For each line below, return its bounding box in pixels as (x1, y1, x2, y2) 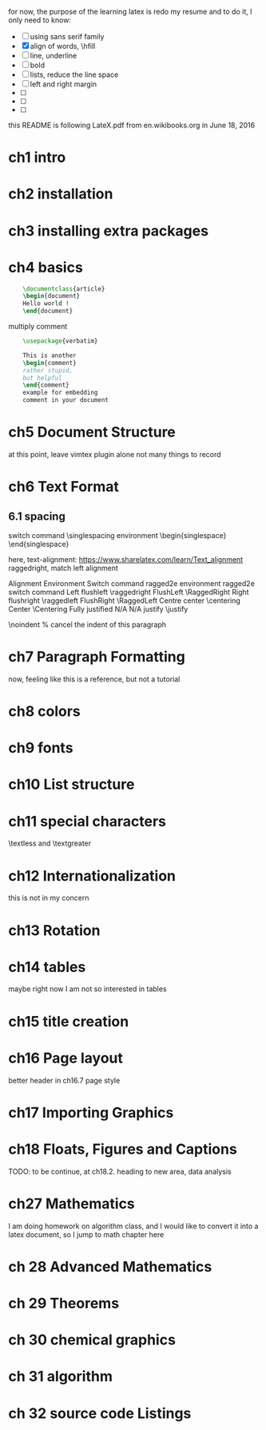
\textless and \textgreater (8, 838, 92, 848)
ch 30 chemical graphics (8, 1331, 176, 1349)
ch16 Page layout (8, 1049, 124, 1067)
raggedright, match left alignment (8, 563, 118, 572)
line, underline (30, 51, 77, 60)
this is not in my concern (8, 893, 89, 903)
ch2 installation (8, 185, 113, 203)
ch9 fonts (8, 739, 73, 757)
